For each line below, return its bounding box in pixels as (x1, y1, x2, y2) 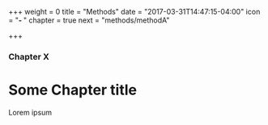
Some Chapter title (8, 81, 138, 99)
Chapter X (8, 51, 50, 62)
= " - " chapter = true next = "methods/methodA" (8, 15, 170, 25)
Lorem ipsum (8, 107, 53, 117)
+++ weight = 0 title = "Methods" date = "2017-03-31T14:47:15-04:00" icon (8, 7, 261, 16)
